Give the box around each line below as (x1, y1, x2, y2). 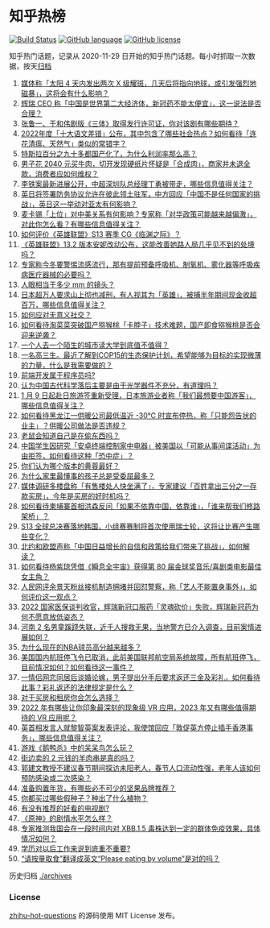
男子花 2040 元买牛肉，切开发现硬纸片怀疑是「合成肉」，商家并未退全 (20, 159, 251, 168)
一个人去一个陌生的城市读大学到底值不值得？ (20, 340, 170, 350)
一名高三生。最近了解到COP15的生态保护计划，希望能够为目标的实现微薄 (20, 350, 262, 359)
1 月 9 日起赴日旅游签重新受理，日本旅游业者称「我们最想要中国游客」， (20, 390, 256, 400)
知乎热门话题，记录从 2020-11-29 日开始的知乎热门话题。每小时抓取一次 (9, 51, 248, 60)
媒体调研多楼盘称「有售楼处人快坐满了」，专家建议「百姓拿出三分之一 (20, 481, 250, 491)
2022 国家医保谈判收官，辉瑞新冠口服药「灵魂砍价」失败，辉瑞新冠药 (20, 602, 252, 611)
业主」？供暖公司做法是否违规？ (20, 420, 127, 430)
